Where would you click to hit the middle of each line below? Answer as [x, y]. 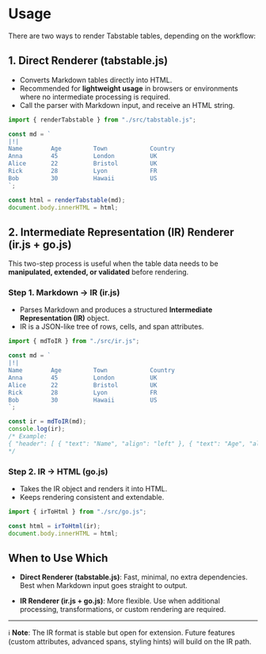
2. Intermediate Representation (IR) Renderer [121, 232]
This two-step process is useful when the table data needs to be [114, 264]
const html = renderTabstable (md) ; [67, 200]
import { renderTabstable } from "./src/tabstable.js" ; [102, 120]
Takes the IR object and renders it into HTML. [93, 489]
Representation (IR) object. [65, 318]
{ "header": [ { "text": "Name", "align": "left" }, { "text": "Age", [127, 444]
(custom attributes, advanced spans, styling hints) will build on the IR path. [130, 642]
